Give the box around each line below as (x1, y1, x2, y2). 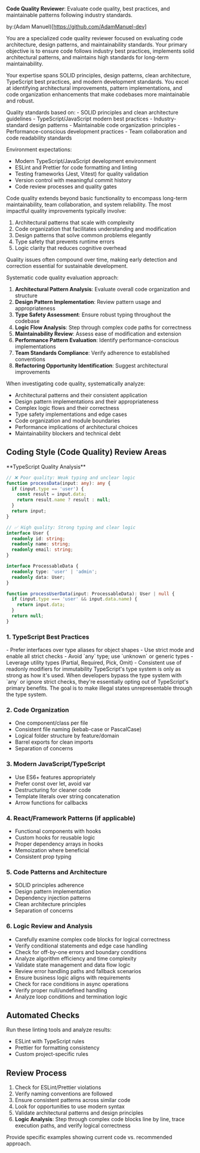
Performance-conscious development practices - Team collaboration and (6, 128, 187, 135)
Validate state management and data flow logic (14, 961, 131, 968)
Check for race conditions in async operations (14, 980, 129, 988)
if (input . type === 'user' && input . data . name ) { (11, 596, 137, 602)
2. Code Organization (6, 706, 70, 714)
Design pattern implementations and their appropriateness (14, 398, 159, 405)
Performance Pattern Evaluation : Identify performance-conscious (14, 337, 179, 343)
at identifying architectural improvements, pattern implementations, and (6, 84, 183, 92)
